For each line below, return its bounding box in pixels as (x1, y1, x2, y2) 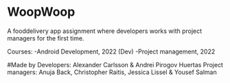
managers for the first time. (7, 34, 84, 42)
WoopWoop (7, 4, 76, 20)
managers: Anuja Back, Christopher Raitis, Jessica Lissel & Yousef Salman (7, 68, 218, 76)
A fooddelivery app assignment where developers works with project (7, 27, 203, 35)
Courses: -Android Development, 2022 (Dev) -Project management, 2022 (7, 47, 216, 56)
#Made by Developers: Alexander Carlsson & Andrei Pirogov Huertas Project (7, 60, 223, 69)
